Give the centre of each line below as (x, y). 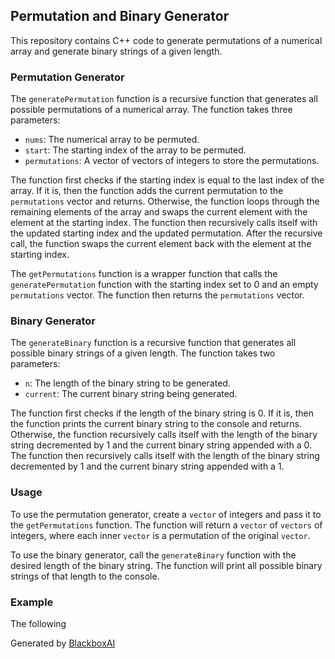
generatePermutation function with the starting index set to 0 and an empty (164, 285)
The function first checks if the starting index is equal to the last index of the (167, 180)
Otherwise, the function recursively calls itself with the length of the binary (164, 435)
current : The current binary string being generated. (131, 394)
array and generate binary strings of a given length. (116, 51)
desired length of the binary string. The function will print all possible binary (166, 565)
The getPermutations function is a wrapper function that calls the (144, 274)
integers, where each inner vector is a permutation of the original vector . (160, 535)
